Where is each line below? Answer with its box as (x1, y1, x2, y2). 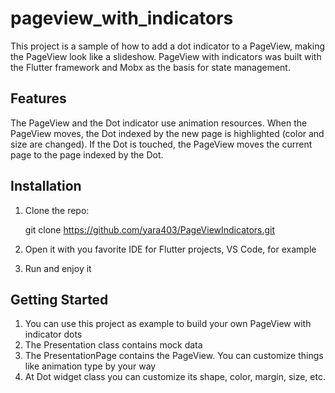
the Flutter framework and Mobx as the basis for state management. (10, 61, 291, 73)
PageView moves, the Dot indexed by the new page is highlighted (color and (10, 127, 325, 139)
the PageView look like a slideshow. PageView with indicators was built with (10, 50, 322, 62)
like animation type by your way (24, 360, 157, 372)
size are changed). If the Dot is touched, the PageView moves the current (10, 138, 313, 150)
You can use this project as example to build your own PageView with (24, 318, 312, 330)
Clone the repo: (24, 204, 90, 216)
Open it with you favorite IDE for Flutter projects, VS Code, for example (24, 243, 317, 255)
